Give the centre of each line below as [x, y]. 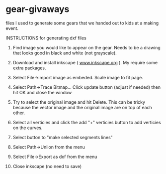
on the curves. [28, 128]
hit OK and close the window [42, 92]
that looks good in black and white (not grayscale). [65, 53]
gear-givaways [38, 9]
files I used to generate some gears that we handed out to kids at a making [82, 23]
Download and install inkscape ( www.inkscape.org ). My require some [85, 62]
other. [19, 113]
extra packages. [29, 68]
